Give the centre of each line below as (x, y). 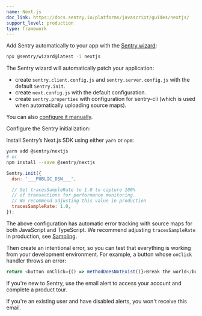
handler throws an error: (36, 260)
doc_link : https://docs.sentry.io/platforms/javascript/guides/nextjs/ (98, 17)
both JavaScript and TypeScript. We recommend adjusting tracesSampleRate (101, 229)
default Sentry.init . (40, 86)
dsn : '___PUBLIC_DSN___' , (44, 179)
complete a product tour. (37, 290)
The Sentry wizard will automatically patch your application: (80, 68)
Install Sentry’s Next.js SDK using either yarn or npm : (70, 140)
